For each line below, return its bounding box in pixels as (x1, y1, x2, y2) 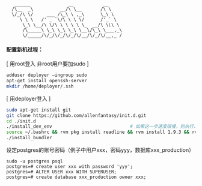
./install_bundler (6, 135, 52, 141)
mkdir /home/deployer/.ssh (6, 83, 74, 89)
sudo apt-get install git (6, 107, 71, 113)
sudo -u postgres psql (6, 158, 63, 164)
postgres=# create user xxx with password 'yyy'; (6, 164, 133, 170)
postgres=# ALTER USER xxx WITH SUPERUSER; (6, 169, 117, 175)
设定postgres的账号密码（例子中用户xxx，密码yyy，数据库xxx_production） (6, 146, 194, 154)
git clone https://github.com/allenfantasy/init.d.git (6, 112, 147, 118)
